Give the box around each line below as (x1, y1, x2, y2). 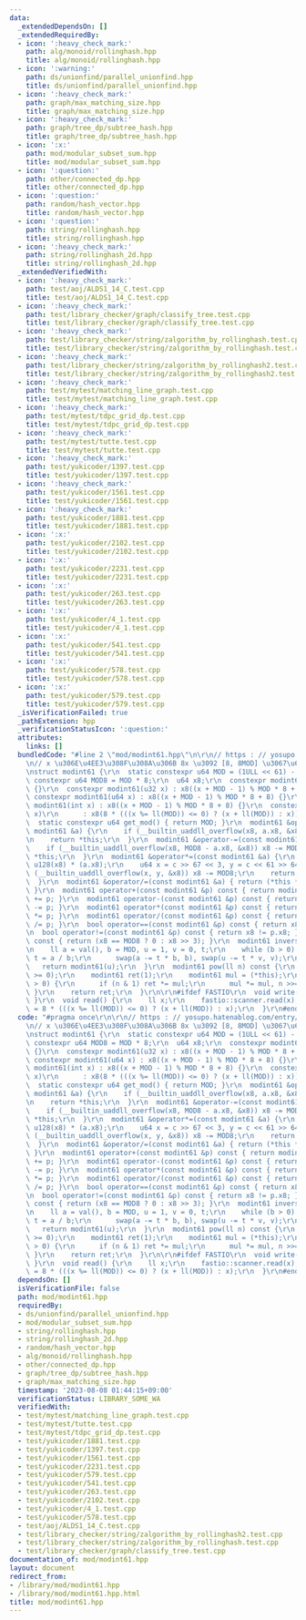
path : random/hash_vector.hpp (25, 200, 141, 210)
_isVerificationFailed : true (17, 708, 128, 717)
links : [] (25, 742, 64, 752)
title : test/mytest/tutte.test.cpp (25, 446, 161, 455)
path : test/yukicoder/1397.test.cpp (25, 462, 166, 472)
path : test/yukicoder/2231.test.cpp (25, 564, 166, 573)
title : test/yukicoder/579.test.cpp (25, 699, 166, 709)
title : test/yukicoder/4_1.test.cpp (25, 623, 166, 632)
